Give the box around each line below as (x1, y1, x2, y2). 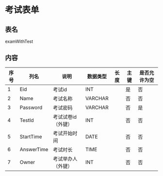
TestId (19, 117, 34, 123)
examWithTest (5, 38, 33, 44)
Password (19, 104, 43, 111)
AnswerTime (19, 146, 49, 153)
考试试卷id (53, 113, 77, 120)
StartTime (19, 133, 42, 140)
